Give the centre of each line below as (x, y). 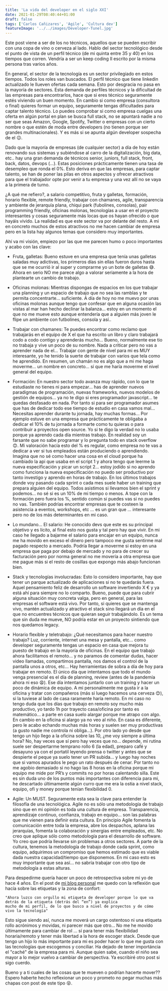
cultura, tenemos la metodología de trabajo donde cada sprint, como (83, 847)
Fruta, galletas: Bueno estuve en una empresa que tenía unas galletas (84, 257)
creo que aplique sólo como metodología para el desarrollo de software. (87, 836)
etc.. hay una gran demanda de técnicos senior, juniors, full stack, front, (79, 158)
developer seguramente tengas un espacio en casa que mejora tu (80, 645)
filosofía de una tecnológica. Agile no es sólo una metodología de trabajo (88, 804)
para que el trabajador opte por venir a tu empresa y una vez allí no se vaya (83, 180)
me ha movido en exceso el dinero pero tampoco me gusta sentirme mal (87, 541)
